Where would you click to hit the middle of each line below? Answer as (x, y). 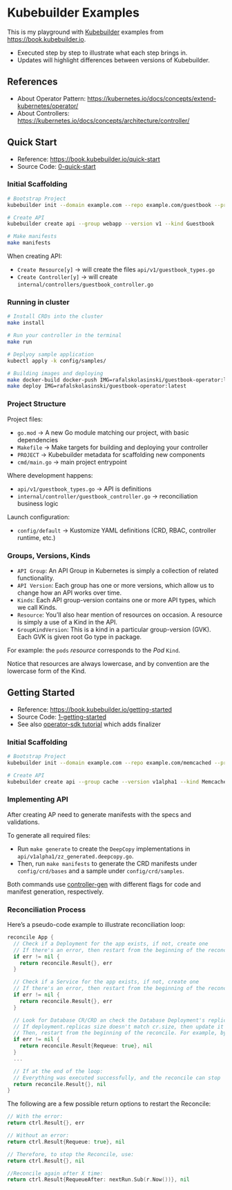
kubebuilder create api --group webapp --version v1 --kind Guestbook (111, 224)
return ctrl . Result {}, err (46, 1123)
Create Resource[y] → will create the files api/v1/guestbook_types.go (116, 270)
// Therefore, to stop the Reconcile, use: (71, 1154)
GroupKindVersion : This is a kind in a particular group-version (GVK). (114, 629)
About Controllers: (43, 113)
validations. (23, 822)
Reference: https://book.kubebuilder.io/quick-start (88, 159)
